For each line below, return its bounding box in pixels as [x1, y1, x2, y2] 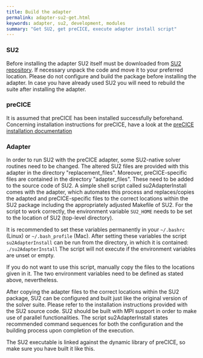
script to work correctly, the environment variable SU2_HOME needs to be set [6, 208, 193, 215]
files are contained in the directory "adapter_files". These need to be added [6, 175, 194, 183]
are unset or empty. [6, 252, 56, 259]
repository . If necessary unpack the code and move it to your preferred [6, 66, 183, 73]
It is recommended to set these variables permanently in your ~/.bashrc [6, 226, 185, 234]
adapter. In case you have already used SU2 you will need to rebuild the [6, 79, 185, 86]
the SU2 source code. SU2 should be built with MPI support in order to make [6, 308, 197, 315]
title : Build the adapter [6, 8, 71, 15]
